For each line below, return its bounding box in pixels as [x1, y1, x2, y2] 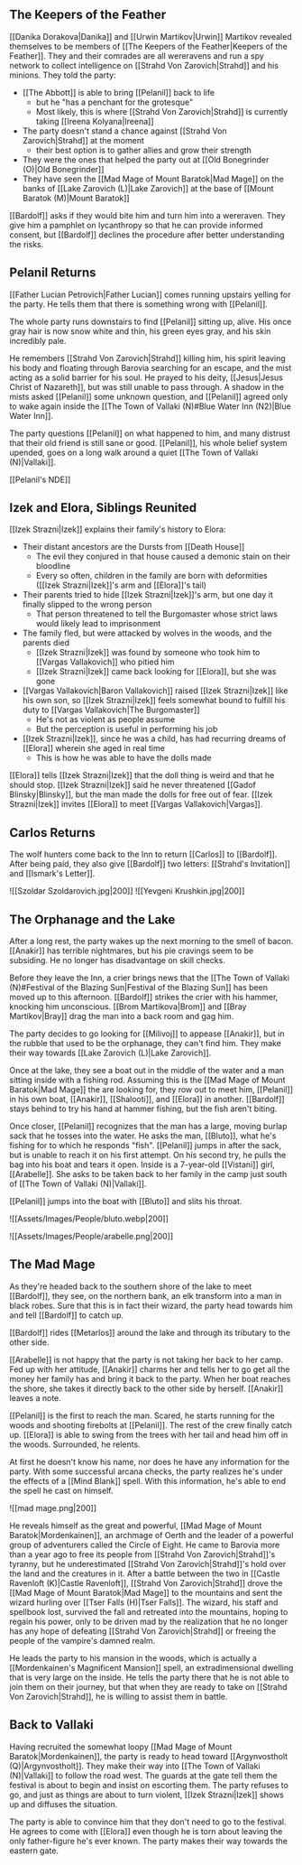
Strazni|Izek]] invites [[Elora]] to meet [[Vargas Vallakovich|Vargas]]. [9, 799, 263, 810]
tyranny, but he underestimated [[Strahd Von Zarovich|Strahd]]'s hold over [9, 1558, 287, 1569]
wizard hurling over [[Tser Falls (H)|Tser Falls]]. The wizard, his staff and [9, 1597, 279, 1608]
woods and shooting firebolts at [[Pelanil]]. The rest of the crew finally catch [9, 1419, 293, 1430]
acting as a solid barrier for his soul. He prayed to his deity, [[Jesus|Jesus [9, 372, 284, 383]
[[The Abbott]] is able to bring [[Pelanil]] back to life [22, 87, 215, 97]
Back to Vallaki [9, 1717, 95, 1732]
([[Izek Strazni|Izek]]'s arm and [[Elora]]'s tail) [35, 580, 207, 590]
